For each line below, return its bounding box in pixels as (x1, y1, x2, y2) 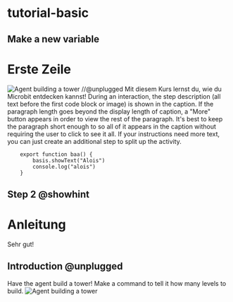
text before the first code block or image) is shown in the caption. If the (7, 99, 214, 108)
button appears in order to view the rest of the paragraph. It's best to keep (7, 114, 223, 123)
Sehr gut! (7, 240, 34, 248)
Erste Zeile (7, 61, 72, 77)
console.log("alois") (32, 163, 96, 170)
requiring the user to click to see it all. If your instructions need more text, (7, 129, 220, 138)
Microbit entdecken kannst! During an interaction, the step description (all (7, 92, 221, 100)
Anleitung (7, 217, 66, 233)
